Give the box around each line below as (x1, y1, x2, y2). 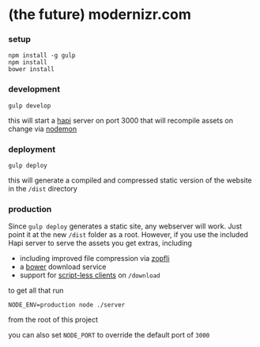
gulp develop (8, 101, 51, 110)
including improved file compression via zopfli (19, 254, 170, 263)
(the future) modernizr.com (8, 6, 192, 24)
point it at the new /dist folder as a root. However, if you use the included (8, 230, 249, 240)
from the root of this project (8, 315, 99, 325)
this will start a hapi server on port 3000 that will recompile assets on (8, 115, 233, 125)
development (8, 84, 61, 95)
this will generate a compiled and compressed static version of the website (8, 175, 253, 185)
